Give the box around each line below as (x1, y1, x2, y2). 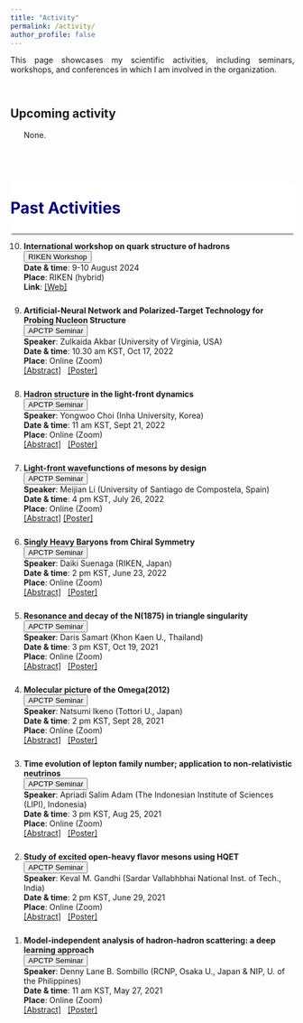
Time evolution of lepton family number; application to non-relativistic (23, 758, 292, 769)
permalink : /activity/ (10, 22, 96, 31)
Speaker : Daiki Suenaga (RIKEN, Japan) (23, 558, 172, 569)
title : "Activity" (10, 13, 79, 23)
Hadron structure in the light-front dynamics (23, 389, 195, 400)
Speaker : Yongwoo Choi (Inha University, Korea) (23, 410, 204, 421)
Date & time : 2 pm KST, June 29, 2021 (23, 892, 166, 903)
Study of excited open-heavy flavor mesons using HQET (23, 851, 240, 862)
